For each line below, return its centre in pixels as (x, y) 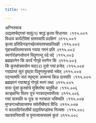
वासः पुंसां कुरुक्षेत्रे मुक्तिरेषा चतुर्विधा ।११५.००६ (41, 88)
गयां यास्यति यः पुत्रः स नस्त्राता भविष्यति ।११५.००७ (45, 99)
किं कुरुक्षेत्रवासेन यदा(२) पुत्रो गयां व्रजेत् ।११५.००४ (45, 66)
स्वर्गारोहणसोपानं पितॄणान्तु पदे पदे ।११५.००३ (39, 55)
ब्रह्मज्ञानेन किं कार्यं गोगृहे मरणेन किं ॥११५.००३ (41, 60)
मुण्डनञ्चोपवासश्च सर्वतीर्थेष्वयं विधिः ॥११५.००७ (42, 104)
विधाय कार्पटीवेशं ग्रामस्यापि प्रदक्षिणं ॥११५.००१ (41, 38)
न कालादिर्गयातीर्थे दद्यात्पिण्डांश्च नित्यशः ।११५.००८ (45, 109)
